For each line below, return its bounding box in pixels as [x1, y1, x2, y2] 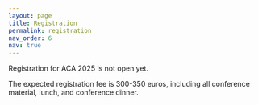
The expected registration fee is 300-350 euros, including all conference [8, 79, 250, 89]
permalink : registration [8, 26, 92, 34]
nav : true [8, 42, 42, 50]
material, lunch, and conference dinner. [8, 87, 139, 97]
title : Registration [8, 19, 78, 27]
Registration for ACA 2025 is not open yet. [8, 63, 149, 73]
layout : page [8, 11, 52, 20]
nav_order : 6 [8, 34, 52, 42]
